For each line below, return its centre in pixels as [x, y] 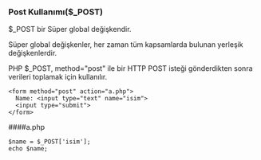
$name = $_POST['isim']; [49, 142]
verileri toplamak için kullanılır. [58, 77]
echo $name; [28, 149]
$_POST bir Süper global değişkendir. [70, 29]
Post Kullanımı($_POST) [56, 12]
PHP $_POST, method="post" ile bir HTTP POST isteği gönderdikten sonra [130, 68]
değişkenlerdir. [33, 53]
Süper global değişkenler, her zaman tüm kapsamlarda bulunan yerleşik [126, 45]
